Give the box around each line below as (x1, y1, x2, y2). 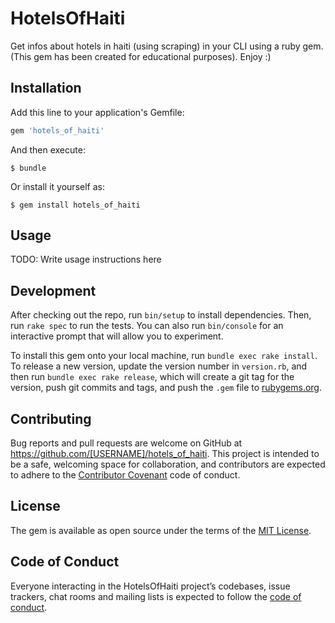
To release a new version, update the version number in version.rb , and (10, 360, 308, 372)
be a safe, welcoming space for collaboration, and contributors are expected (10, 458, 326, 471)
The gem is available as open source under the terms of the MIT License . (10, 524, 312, 536)
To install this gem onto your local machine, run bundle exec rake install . (10, 350, 318, 362)
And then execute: (10, 143, 86, 156)
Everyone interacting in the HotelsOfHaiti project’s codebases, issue (10, 580, 291, 592)
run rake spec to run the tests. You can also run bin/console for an (10, 320, 284, 332)
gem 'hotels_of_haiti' (10, 125, 105, 136)
